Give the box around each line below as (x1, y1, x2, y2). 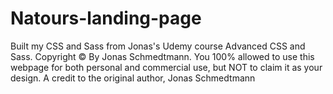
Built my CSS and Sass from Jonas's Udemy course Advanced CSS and (10, 40, 306, 52)
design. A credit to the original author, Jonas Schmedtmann (10, 72, 256, 84)
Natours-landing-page (10, 7, 202, 30)
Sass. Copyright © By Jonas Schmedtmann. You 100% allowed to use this (10, 50, 315, 62)
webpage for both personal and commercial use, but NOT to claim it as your (10, 61, 323, 73)
